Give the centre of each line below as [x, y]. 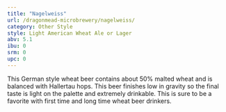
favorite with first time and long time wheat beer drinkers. [89, 101]
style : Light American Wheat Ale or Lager [70, 33]
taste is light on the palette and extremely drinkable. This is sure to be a [110, 93]
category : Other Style [40, 26]
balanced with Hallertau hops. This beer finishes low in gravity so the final [113, 86]
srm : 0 [17, 53]
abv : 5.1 [20, 40]
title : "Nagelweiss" [37, 14]
